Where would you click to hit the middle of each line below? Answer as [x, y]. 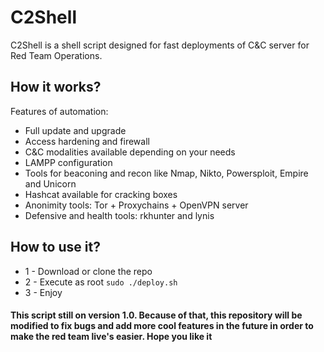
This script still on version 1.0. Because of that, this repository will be [156, 315]
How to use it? [55, 247]
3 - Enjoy [43, 292]
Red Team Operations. [56, 55]
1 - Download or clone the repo [88, 271]
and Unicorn [50, 183]
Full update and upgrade [75, 130]
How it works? [56, 87]
